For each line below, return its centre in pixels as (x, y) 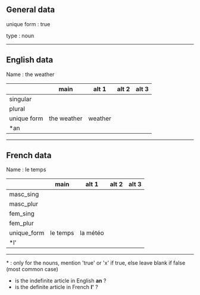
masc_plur (24, 204)
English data (30, 60)
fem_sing (22, 214)
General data (31, 10)
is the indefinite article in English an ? (60, 281)
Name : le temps (26, 170)
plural (17, 108)
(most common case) (32, 269)
